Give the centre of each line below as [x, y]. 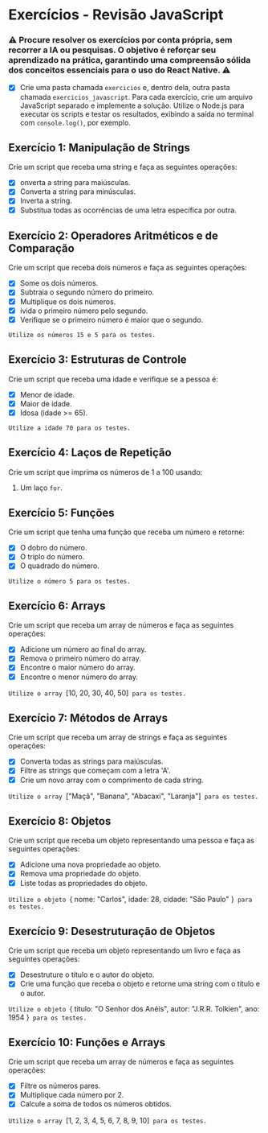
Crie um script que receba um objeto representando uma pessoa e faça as [132, 840]
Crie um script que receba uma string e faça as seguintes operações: [123, 167]
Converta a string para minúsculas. [78, 192]
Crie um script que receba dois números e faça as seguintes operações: [128, 268]
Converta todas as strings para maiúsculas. [91, 761]
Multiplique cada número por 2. [72, 1095]
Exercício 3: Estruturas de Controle [97, 360]
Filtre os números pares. [60, 1086]
